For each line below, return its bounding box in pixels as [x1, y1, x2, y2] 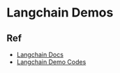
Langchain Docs [16, 50, 64, 59]
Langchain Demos [6, 5, 114, 21]
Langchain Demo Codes [16, 58, 87, 66]
